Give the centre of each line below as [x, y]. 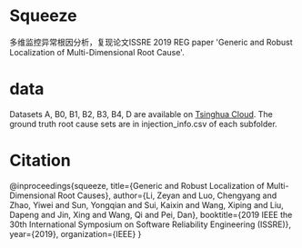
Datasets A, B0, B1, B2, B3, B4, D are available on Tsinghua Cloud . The [141, 114]
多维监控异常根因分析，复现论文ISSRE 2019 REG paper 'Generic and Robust [151, 42]
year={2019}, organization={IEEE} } [75, 233]
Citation [40, 161]
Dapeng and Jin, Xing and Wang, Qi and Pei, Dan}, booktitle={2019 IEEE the [151, 214]
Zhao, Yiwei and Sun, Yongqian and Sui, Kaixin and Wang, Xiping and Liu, [146, 204]
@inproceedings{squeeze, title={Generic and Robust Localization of [137, 185]
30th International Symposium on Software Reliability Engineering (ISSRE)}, [151, 224]
